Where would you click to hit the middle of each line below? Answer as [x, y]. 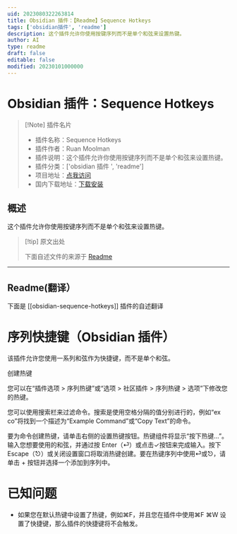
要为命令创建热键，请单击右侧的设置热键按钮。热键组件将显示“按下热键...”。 [117, 436]
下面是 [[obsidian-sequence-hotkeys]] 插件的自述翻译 [85, 306]
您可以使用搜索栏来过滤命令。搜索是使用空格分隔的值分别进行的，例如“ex [114, 412]
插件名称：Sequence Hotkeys [78, 139]
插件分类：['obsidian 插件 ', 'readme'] [90, 166]
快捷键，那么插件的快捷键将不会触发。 [86, 523]
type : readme [26, 47]
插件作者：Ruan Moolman [73, 149]
